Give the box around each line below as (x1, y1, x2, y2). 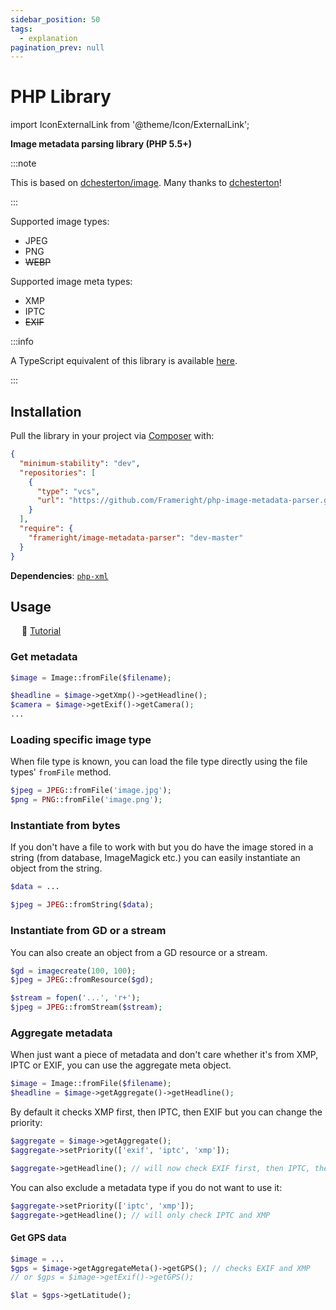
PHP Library (10, 86, 112, 108)
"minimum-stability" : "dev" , (19, 458, 141, 468)
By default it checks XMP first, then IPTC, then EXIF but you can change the (10, 1106, 323, 1118)
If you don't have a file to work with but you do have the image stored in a (10, 841, 314, 853)
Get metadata (10, 650, 78, 664)
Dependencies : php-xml (10, 569, 109, 581)
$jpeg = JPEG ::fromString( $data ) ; (10, 900, 155, 910)
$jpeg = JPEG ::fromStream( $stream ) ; (10, 1002, 163, 1013)
